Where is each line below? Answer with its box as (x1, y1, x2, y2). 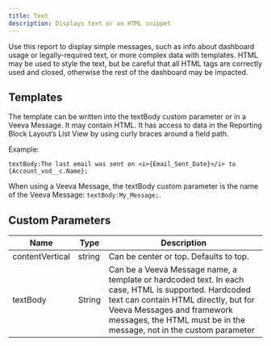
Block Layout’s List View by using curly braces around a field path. (8, 129, 229, 139)
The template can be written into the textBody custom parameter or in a (8, 112, 247, 122)
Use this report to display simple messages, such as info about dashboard (8, 41, 255, 51)
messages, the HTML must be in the (108, 315, 246, 326)
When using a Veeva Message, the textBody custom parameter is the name (8, 181, 259, 191)
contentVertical (12, 251, 71, 262)
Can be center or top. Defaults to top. (108, 251, 250, 262)
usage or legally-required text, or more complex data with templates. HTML (8, 50, 258, 60)
